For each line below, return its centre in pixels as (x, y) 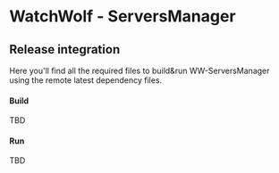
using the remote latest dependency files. (86, 80)
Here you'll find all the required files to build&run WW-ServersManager (139, 70)
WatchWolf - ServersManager (123, 16)
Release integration (65, 49)
